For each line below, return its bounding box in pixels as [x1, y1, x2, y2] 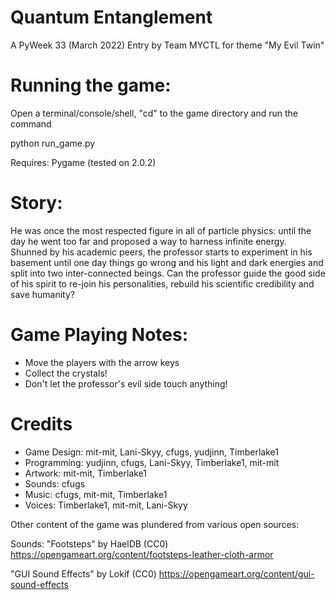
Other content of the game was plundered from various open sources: [10, 518, 300, 530]
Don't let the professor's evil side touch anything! [24, 377, 228, 390]
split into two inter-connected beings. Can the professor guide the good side [10, 267, 326, 279]
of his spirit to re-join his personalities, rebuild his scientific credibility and [10, 277, 315, 290]
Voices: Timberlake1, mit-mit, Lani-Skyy [24, 499, 188, 511]
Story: [10, 192, 63, 215]
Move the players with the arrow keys [24, 356, 180, 368]
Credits [10, 412, 73, 435]
